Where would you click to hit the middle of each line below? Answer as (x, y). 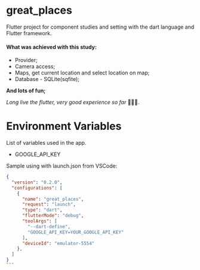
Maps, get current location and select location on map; (82, 73)
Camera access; (35, 67)
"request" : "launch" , (49, 204)
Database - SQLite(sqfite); (47, 79)
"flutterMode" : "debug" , (53, 216)
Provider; (26, 60)
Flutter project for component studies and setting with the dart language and (100, 27)
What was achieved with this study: (52, 47)
